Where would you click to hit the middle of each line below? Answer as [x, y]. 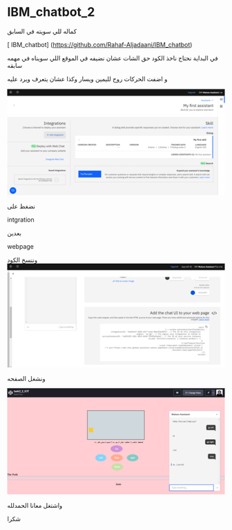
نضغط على [21, 206]
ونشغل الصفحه [27, 379]
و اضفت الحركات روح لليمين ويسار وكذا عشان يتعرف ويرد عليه [87, 79]
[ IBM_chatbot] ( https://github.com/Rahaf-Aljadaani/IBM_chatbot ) [100, 44]
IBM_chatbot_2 [51, 12]
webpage [21, 247]
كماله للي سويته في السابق [42, 31]
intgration [21, 220]
